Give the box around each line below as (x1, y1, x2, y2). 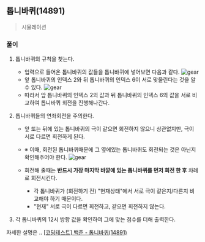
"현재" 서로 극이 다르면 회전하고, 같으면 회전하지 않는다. (33, 203, 166, 210)
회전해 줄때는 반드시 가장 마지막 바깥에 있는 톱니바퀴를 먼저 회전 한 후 (24, 166, 187, 174)
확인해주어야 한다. (24, 154, 67, 161)
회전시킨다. (31, 174, 58, 182)
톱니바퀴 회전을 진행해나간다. (40, 99, 110, 106)
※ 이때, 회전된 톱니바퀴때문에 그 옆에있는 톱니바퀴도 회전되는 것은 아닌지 (24, 146, 196, 154)
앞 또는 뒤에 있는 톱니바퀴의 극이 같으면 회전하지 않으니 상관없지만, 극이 (24, 125, 195, 133)
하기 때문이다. (50, 195, 83, 203)
